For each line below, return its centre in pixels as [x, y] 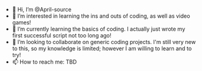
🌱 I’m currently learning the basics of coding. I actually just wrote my [99, 29]
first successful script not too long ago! [62, 35]
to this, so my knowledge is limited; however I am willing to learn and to [102, 48]
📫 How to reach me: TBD [44, 62]
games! [22, 22]
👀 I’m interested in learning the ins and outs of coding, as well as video [101, 16]
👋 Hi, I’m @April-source [42, 9]
